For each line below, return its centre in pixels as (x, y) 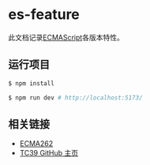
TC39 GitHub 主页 (49, 153)
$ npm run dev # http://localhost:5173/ (76, 97)
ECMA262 (36, 144)
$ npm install (32, 83)
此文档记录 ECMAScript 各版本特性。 (66, 37)
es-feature (44, 15)
